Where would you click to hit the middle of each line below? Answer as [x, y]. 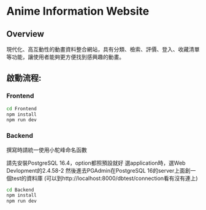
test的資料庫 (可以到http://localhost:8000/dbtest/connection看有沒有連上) [105, 178]
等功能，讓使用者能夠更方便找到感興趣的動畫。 [65, 57]
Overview [25, 34]
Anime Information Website [78, 11]
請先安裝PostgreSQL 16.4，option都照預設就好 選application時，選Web [96, 163]
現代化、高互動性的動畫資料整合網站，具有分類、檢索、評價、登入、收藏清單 [103, 49]
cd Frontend [21, 108]
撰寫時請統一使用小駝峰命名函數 [47, 150]
